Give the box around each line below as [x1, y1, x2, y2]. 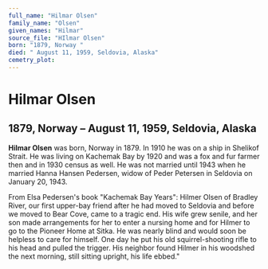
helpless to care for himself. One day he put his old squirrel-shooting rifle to [8, 234, 258, 244]
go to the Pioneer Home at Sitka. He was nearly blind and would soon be [8, 226, 247, 236]
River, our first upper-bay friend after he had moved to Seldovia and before [8, 201, 254, 210]
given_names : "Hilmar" [8, 26, 84, 34]
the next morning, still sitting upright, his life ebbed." [8, 251, 180, 261]
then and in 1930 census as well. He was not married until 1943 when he [8, 160, 246, 170]
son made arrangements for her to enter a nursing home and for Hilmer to [8, 217, 250, 227]
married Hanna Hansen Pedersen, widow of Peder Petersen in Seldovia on [8, 168, 253, 177]
